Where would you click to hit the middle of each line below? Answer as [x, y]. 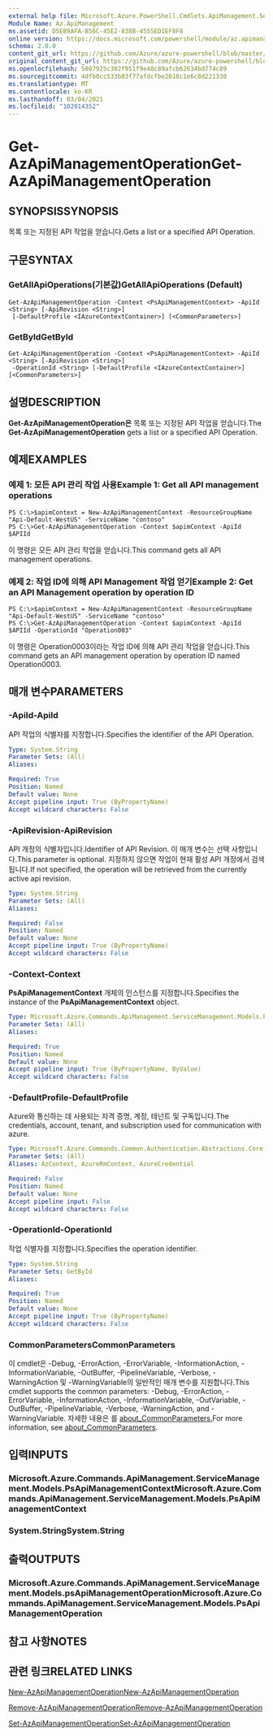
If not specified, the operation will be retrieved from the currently [139, 869]
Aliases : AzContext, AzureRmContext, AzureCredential [102, 1164]
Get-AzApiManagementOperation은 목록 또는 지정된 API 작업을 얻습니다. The [135, 422]
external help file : [43, 16]
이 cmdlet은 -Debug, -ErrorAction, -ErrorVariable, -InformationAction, [124, 1364]
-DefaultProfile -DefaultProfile [68, 1097]
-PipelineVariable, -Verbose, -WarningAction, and [127, 1409]
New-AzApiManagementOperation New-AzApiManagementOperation [124, 1691]
